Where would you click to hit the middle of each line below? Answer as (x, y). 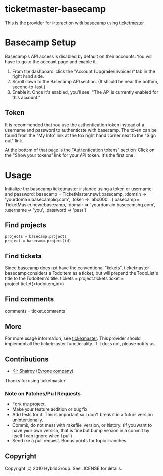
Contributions (27, 359)
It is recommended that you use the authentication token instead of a (75, 125)
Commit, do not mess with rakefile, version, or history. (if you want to (82, 425)
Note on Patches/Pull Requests (43, 393)
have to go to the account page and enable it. (51, 61)
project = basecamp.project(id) (38, 241)
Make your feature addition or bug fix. (51, 409)
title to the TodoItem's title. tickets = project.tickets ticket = (65, 278)
